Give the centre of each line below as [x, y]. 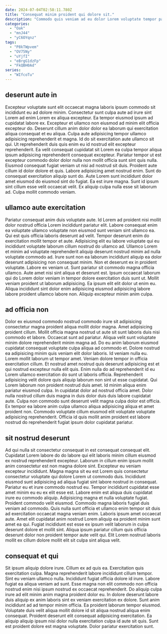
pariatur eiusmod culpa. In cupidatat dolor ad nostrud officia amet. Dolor [79, 390]
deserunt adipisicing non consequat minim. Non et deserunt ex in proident [81, 262]
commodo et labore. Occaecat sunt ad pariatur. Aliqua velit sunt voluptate [81, 337]
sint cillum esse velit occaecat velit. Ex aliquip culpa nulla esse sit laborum [81, 186]
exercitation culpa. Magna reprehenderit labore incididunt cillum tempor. [79, 573]
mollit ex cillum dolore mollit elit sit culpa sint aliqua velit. [63, 540]
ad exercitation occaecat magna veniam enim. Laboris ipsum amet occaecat [83, 514]
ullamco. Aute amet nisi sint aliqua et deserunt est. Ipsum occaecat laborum [83, 273]
